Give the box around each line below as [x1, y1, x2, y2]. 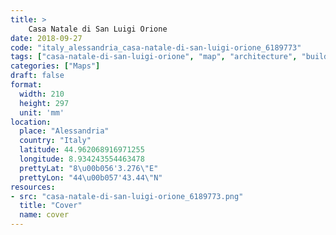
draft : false [10, 71, 65, 81]
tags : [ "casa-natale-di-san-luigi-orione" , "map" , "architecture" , [10, 52, 298, 62]
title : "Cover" [19, 201, 83, 211]
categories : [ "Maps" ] [10, 61, 101, 71]
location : [10, 117, 52, 127]
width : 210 [19, 89, 65, 99]
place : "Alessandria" [19, 126, 110, 136]
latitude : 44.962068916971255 [19, 145, 145, 155]
